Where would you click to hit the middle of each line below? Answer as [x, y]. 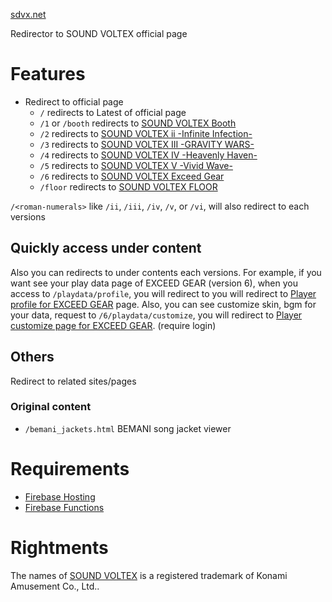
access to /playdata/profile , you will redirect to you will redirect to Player [163, 293]
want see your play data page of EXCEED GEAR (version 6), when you [154, 283]
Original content [51, 407]
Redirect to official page [74, 101]
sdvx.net [28, 14]
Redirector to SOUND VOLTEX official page [99, 33]
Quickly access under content [106, 248]
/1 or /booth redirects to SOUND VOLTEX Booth [138, 123]
